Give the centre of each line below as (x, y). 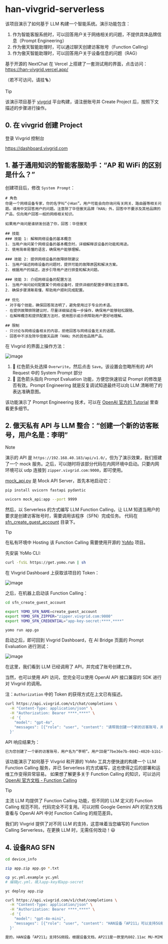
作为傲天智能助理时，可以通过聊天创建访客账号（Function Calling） (81, 47)
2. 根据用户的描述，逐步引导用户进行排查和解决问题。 (53, 270)
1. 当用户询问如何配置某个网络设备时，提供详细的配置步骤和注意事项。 (68, 285)
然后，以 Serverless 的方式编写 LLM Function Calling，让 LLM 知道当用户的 (82, 510)
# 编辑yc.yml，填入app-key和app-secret (44, 882)
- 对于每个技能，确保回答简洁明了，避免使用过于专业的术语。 (59, 305)
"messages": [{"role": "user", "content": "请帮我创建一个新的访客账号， (87, 727)
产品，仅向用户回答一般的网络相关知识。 (40, 214)
